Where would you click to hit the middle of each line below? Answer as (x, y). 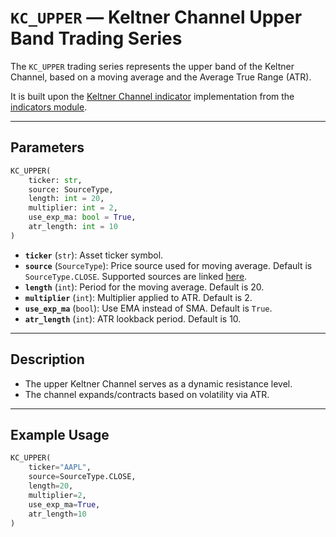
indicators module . (49, 107)
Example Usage (60, 434)
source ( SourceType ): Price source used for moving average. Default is (168, 265)
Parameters (47, 147)
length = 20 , (51, 486)
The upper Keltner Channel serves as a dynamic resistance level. (158, 383)
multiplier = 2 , (57, 495)
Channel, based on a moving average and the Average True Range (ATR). (161, 77)
